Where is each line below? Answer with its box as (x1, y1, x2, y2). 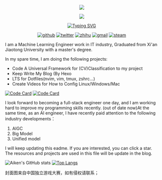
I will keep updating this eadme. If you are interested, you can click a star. (5, 146, 152, 151)
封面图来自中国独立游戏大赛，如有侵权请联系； (5, 170, 99, 176)
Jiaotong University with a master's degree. (5, 47, 92, 52)
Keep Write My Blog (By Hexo (12, 71, 72, 76)
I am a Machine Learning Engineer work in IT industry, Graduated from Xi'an (5, 42, 158, 47)
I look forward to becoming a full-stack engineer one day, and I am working (5, 100, 156, 105)
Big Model (12, 131, 33, 136)
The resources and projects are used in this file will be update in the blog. (5, 150, 152, 156)
